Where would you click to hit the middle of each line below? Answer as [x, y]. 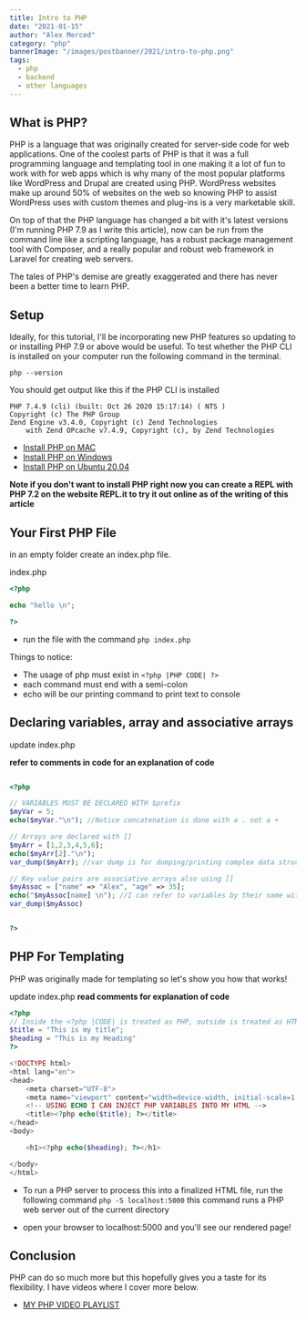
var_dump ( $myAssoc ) [46, 904]
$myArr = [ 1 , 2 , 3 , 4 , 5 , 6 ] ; [56, 845]
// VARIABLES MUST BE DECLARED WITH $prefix [95, 803]
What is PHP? [49, 123]
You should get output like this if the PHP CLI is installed [115, 390]
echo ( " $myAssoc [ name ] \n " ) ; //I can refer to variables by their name [146, 896]
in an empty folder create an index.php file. [90, 555]
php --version [36, 373]
